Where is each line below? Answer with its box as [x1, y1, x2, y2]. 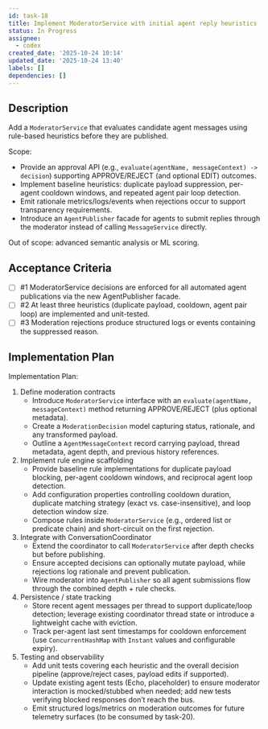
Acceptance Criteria [8, 261, 112, 274]
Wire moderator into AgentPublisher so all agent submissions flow [31, 575, 251, 585]
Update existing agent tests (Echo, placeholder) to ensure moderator [31, 678, 260, 688]
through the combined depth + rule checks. [31, 584, 177, 594]
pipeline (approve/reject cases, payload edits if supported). [31, 669, 229, 679]
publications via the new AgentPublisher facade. [19, 291, 181, 302]
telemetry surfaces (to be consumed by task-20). [31, 712, 196, 722]
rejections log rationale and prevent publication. [31, 566, 191, 576]
